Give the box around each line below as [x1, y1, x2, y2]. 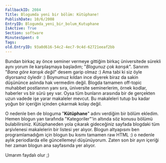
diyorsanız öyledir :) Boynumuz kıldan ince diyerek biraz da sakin [5, 74, 139, 80]
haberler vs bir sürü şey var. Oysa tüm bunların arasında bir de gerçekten [5, 90, 156, 96]
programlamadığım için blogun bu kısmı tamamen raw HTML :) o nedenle [5, 131, 155, 137]
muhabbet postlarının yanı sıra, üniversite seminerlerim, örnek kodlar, [5, 84, 147, 90]
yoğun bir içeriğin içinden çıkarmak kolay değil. [5, 100, 102, 106]
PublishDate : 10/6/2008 [5, 16, 55, 21]
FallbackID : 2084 [5, 7, 41, 12]
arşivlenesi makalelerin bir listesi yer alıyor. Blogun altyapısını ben [5, 126, 140, 132]
